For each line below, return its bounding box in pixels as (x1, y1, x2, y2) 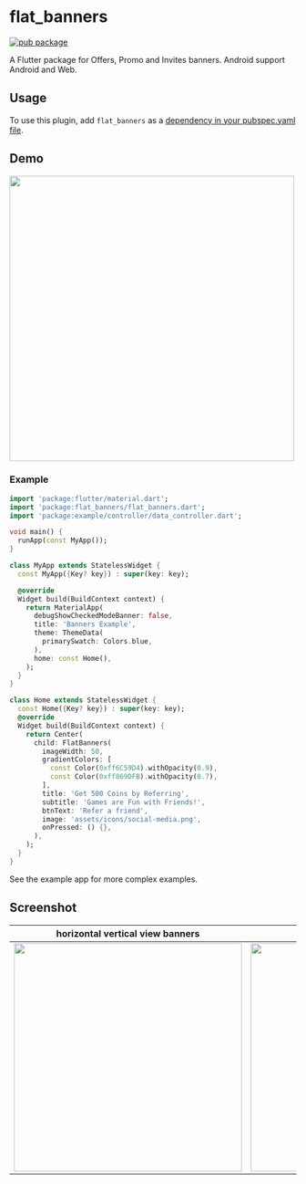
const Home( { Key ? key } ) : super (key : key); (17, 705, 185, 714)
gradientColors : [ (42, 755, 112, 764)
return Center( (25, 729, 84, 739)
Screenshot (9, 900, 77, 916)
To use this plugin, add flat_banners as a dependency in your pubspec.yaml (9, 114, 296, 125)
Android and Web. (9, 64, 77, 75)
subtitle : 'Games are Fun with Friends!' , (42, 797, 206, 807)
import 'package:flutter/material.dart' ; (9, 494, 169, 503)
